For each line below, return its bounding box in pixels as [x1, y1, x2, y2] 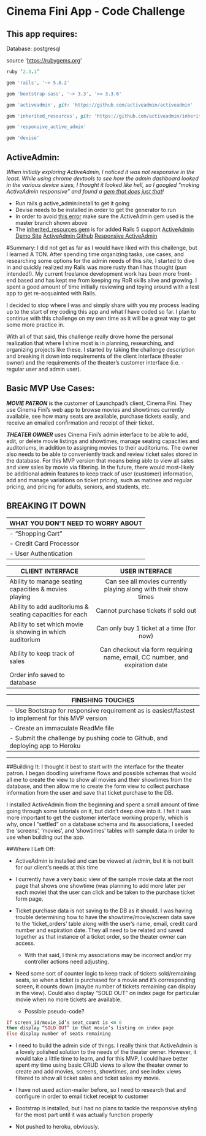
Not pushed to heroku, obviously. [15, 1123, 99, 1130]
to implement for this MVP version [9, 714, 107, 722]
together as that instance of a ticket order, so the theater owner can [15, 933, 186, 940]
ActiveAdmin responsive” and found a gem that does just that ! [6, 187, 164, 195]
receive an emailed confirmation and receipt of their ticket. [6, 418, 154, 426]
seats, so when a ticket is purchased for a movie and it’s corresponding [15, 976, 196, 983]
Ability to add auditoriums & [9, 602, 89, 611]
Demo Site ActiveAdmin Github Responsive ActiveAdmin [15, 232, 158, 240]
